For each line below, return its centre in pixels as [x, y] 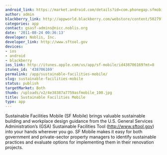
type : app [15, 102]
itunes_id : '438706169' [30, 70]
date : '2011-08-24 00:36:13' [35, 33]
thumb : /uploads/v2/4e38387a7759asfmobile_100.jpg [59, 93]
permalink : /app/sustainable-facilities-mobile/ [56, 74]
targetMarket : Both [25, 88]
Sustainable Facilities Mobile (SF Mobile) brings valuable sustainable [75, 116]
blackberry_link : [23, 19]
